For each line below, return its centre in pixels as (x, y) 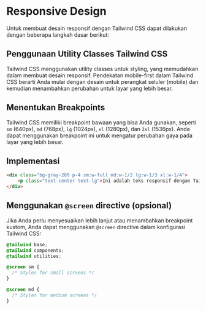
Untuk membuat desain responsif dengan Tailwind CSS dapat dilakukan (97, 28)
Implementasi (33, 161)
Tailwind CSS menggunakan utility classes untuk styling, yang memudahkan (102, 69)
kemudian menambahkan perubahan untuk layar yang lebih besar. (90, 88)
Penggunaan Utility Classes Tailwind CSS (87, 54)
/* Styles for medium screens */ (55, 295)
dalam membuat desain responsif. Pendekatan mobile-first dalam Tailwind (100, 75)
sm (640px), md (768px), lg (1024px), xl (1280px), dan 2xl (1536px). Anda (98, 129)
